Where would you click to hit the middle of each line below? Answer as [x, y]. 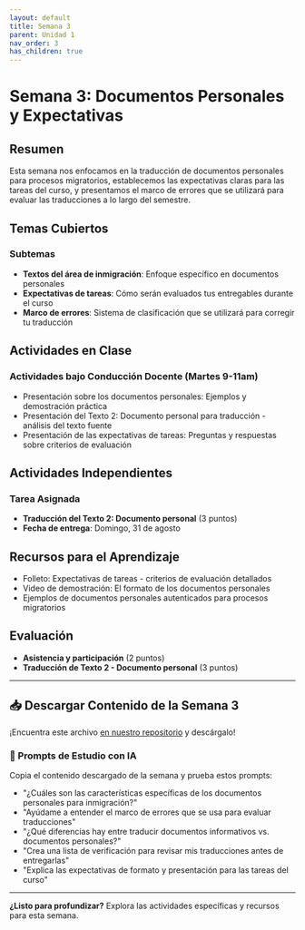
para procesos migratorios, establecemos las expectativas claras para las [147, 181]
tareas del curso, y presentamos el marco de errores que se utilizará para [147, 191]
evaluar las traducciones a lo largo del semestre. [100, 200]
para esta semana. [44, 915]
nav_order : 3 [34, 43]
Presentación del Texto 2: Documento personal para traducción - [144, 416]
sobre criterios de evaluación [77, 445]
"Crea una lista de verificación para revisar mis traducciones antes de [153, 850]
